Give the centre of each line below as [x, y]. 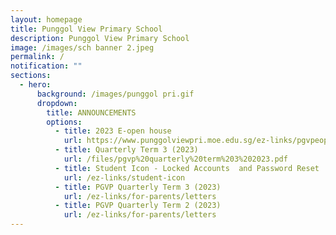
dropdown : [57, 103]
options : [64, 122]
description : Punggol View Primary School [100, 38]
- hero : [35, 85]
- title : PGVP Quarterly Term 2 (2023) [138, 206]
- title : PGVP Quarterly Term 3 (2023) [138, 187]
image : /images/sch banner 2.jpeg [82, 47]
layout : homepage [46, 19]
